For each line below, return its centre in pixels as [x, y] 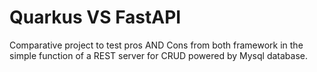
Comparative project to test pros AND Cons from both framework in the [156, 45]
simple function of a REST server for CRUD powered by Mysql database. [158, 55]
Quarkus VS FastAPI [95, 17]
